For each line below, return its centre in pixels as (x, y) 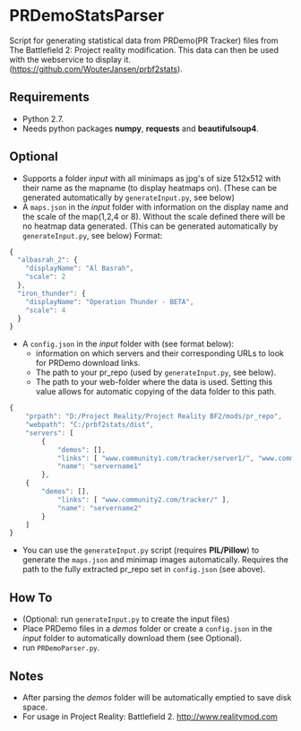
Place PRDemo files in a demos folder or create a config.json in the (147, 629)
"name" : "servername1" (99, 466)
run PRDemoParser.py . (61, 648)
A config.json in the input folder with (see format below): (128, 344)
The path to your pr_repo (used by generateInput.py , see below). (156, 372)
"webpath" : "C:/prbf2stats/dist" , (90, 425)
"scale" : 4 (46, 310)
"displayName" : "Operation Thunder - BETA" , (110, 301)
